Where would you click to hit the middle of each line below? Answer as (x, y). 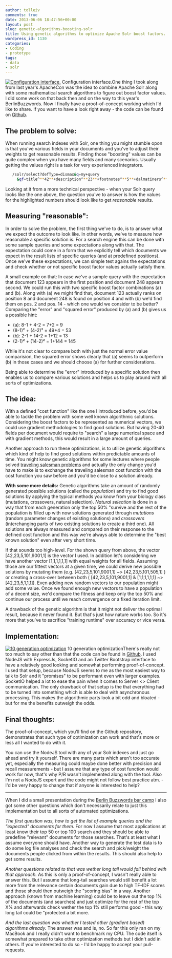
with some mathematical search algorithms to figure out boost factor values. (86, 93)
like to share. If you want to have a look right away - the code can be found (84, 109)
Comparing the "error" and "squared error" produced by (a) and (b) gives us (86, 309)
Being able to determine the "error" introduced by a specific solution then (83, 372)
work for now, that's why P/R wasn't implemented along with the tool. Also (84, 774)
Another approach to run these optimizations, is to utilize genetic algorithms (85, 448)
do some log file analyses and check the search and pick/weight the (77, 848)
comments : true (21, 15)
